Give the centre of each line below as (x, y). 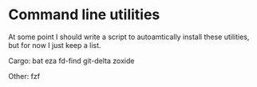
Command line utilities (84, 15)
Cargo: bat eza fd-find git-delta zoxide (71, 61)
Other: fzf (24, 76)
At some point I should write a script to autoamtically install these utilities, (129, 37)
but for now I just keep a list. (55, 45)
